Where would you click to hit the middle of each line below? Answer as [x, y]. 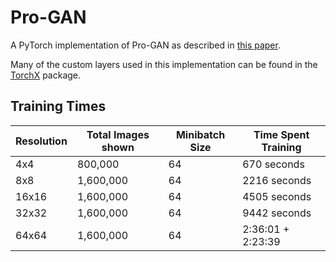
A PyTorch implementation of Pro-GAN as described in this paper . [145, 45]
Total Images [118, 134]
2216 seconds [277, 180]
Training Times [58, 106]
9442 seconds [277, 213]
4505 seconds [277, 196]
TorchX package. [46, 75]
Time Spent [281, 134]
